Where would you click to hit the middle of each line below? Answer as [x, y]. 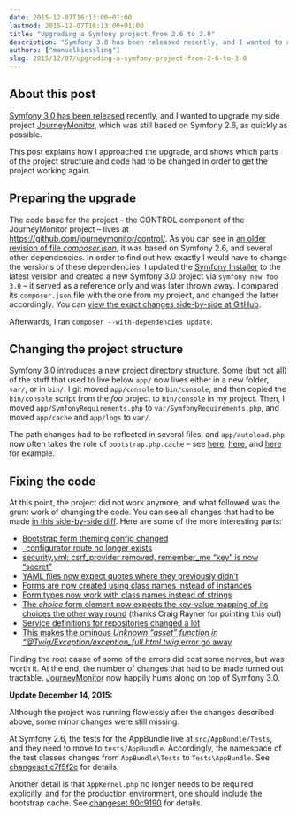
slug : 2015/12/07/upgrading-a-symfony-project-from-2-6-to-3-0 [128, 58]
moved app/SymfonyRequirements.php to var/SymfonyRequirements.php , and [145, 408]
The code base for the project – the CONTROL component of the [127, 220]
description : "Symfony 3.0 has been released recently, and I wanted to [146, 42]
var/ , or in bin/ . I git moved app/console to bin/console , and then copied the [148, 389]
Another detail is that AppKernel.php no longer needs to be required [131, 784]
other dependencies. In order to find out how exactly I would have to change [148, 257]
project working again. [50, 170]
